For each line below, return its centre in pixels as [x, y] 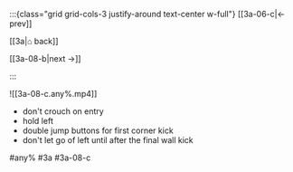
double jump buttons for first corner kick [98, 130]
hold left [38, 121]
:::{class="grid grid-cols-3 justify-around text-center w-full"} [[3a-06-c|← [147, 14]
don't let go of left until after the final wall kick [108, 140]
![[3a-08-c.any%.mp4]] [53, 94]
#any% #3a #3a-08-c [50, 158]
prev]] [21, 24]
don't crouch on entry [63, 111]
